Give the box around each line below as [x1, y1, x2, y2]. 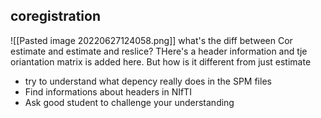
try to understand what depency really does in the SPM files [24, 75, 272, 87]
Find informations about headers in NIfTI [24, 85, 192, 98]
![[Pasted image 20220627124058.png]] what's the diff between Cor [10, 34, 293, 46]
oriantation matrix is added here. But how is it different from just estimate [10, 55, 312, 68]
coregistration [10, 8, 101, 25]
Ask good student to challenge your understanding [24, 96, 235, 108]
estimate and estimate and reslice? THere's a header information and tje [10, 45, 308, 57]
